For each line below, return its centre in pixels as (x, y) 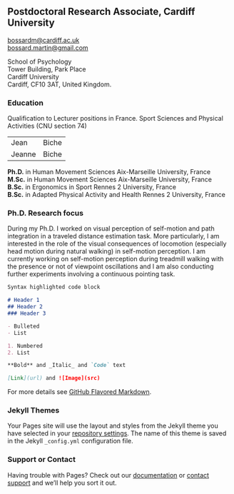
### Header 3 (27, 313)
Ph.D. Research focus (46, 213)
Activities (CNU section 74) (47, 126)
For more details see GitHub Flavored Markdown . (80, 392)
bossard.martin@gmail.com (48, 47)
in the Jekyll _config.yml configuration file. (70, 441)
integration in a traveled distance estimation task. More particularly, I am (113, 236)
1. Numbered (25, 346)
